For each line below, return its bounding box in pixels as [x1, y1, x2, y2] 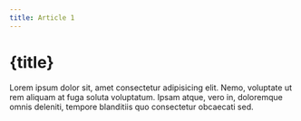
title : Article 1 [9, 13, 75, 23]
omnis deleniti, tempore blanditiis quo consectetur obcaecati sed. [9, 101, 254, 112]
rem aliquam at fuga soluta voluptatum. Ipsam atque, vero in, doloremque [9, 91, 283, 102]
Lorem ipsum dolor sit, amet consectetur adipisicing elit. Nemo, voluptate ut [9, 82, 293, 93]
